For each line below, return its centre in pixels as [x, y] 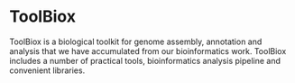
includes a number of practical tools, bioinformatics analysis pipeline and [145, 60]
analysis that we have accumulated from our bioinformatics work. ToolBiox [148, 51]
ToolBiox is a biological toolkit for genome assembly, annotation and [136, 41]
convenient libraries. [47, 70]
